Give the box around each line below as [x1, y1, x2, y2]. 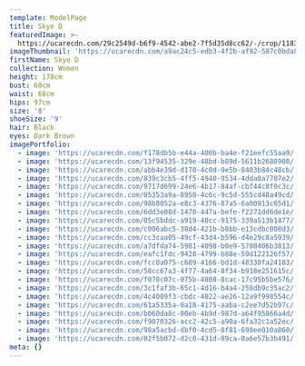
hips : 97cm [9, 97, 51, 107]
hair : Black [9, 124, 54, 133]
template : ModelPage [9, 13, 88, 23]
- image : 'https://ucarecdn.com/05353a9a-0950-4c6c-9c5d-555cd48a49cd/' [17, 191, 299, 200]
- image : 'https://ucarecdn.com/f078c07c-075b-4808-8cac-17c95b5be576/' [17, 275, 299, 284]
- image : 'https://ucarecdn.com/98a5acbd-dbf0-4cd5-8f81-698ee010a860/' [17, 326, 299, 335]
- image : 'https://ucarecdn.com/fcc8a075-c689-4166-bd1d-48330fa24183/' [17, 258, 299, 268]
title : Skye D [9, 22, 64, 31]
